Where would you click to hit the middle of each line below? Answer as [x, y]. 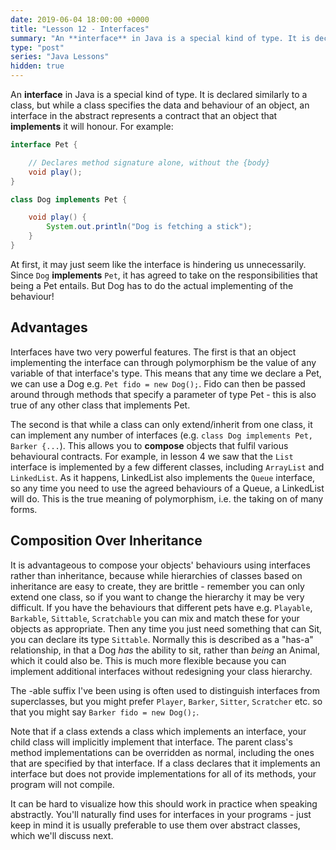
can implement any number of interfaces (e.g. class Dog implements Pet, [161, 435]
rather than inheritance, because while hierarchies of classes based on [156, 575]
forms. [24, 509]
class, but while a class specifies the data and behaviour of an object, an [160, 105]
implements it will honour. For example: [92, 126]
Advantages [49, 327]
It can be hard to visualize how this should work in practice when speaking [164, 803]
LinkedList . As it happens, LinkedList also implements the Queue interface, [163, 477]
